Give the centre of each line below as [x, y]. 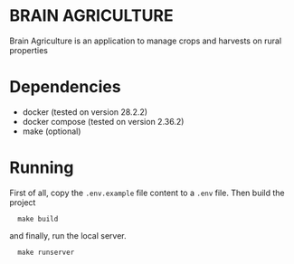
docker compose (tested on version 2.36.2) [103, 121]
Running [42, 168]
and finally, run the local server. [68, 235]
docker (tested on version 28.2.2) [85, 112]
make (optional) [52, 131]
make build [38, 219]
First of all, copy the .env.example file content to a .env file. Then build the [147, 193]
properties [28, 50]
